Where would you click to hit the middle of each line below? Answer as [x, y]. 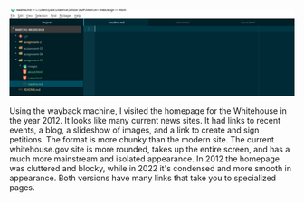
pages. [22, 187]
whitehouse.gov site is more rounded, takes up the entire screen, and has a [150, 149]
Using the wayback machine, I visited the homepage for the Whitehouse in [148, 110]
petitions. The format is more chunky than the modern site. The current [142, 139]
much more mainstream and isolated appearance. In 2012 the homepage [145, 159]
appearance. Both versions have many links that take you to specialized [143, 178]
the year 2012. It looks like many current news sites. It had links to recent [145, 120]
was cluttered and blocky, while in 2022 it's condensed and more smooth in [151, 168]
